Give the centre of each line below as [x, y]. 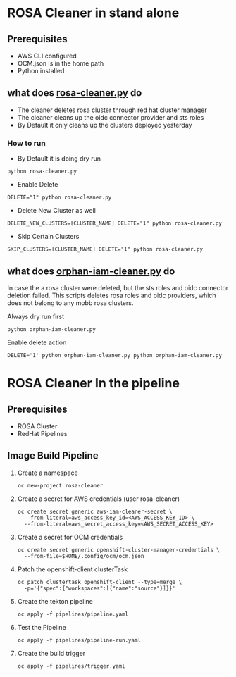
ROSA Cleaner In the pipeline [93, 384]
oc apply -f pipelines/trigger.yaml [71, 666]
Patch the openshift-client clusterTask [73, 569]
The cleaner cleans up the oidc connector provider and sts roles [111, 117]
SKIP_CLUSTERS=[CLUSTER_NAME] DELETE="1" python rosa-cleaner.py [105, 249]
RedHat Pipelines [42, 433]
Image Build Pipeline [53, 456]
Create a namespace [48, 473]
